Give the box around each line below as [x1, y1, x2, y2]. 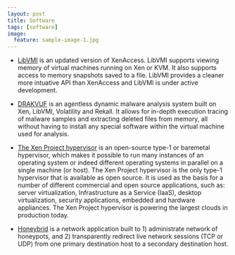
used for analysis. [17, 130, 70, 138]
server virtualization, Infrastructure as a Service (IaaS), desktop [17, 189, 202, 197]
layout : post [7, 10, 46, 18]
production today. [17, 211, 69, 220]
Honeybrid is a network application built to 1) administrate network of [17, 225, 218, 233]
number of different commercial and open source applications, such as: [17, 181, 225, 189]
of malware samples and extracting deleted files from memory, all [17, 114, 208, 124]
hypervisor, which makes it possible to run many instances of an [17, 151, 204, 160]
